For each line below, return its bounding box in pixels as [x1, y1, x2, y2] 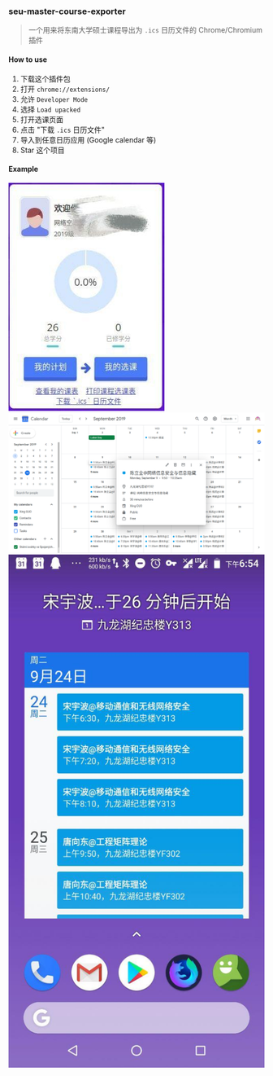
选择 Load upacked [19, 104, 81, 114]
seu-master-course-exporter [8, 6, 126, 17]
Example [8, 165, 39, 174]
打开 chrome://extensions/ [19, 84, 110, 94]
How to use [8, 55, 47, 64]
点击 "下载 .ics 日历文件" [19, 125, 106, 134]
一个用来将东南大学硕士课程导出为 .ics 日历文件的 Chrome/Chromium [28, 25, 262, 35]
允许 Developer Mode [19, 94, 88, 103]
